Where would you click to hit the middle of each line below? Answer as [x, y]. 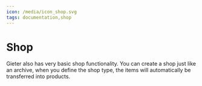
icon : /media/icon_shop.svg [42, 12]
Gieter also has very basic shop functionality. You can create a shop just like [101, 64]
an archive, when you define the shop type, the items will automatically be [99, 70]
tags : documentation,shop [39, 17]
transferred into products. [38, 76]
